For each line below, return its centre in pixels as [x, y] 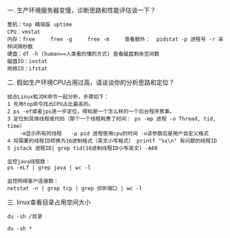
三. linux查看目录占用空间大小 [49, 202]
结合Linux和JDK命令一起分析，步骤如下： [58, 97]
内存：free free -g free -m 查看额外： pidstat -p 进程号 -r [111, 39]
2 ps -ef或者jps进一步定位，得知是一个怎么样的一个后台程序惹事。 [91, 111]
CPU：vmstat [24, 32]
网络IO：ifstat [27, 68]
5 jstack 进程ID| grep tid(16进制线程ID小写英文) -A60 [82, 148]
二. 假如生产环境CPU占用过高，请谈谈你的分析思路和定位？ [91, 82]
